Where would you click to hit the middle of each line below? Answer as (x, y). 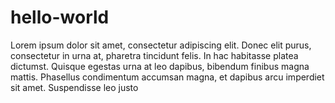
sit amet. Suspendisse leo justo (74, 87)
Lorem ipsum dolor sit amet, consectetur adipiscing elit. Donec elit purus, (161, 45)
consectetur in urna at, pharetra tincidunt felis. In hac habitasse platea (154, 55)
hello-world (60, 17)
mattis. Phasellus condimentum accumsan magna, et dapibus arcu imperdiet (167, 77)
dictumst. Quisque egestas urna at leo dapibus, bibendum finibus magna (160, 66)
